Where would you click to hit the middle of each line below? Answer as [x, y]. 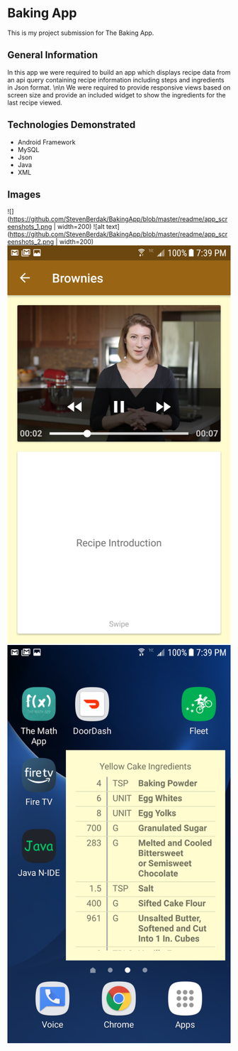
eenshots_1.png [30, 227]
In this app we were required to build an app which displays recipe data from [119, 72]
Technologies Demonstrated [72, 125]
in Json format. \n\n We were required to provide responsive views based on [119, 87]
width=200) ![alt [81, 227]
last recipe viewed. [35, 102]
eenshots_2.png [31, 242]
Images [24, 194]
